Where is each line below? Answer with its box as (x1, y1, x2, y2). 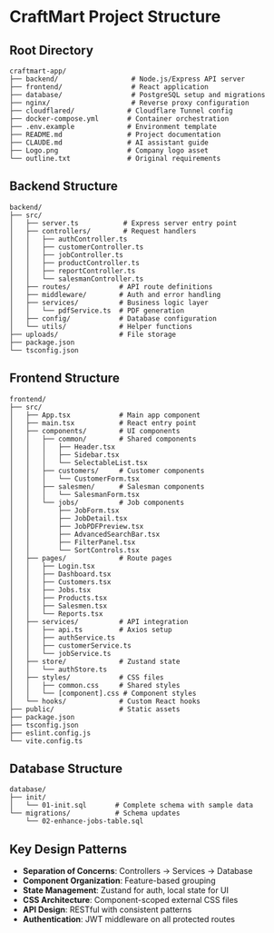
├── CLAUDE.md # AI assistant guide (9, 138, 209, 147)
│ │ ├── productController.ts (9, 258, 141, 267)
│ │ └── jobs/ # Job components (9, 498, 184, 507)
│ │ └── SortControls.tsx (9, 545, 141, 555)
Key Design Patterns (9, 841, 127, 857)
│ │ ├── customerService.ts (9, 640, 132, 650)
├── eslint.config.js (9, 729, 92, 738)
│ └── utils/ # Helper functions (9, 322, 193, 331)
